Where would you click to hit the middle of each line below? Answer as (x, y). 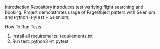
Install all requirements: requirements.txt (53, 36)
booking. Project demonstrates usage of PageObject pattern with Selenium (80, 12)
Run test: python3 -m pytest (40, 41)
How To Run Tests (23, 27)
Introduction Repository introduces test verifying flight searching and (74, 7)
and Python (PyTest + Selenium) (37, 17)
